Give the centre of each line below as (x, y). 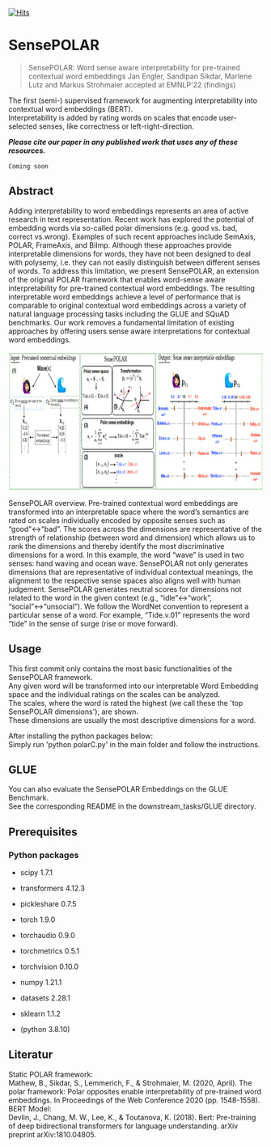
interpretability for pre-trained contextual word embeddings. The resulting (131, 288)
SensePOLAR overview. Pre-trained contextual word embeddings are (123, 503)
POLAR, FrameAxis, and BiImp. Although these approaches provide (120, 245)
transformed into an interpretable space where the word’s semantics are (129, 512)
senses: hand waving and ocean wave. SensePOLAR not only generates (128, 563)
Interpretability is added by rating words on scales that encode (113, 117)
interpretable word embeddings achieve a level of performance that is (125, 296)
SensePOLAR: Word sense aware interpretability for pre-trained (134, 67)
